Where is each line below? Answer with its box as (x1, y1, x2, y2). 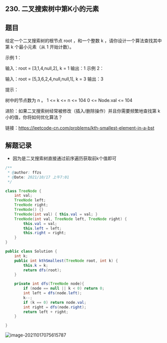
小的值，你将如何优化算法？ (5, 115, 63, 121)
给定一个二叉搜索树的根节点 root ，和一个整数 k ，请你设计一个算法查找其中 (5, 38, 162, 44)
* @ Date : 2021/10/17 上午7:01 (7, 175, 69, 180)
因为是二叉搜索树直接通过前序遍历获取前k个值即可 (12, 155, 117, 162)
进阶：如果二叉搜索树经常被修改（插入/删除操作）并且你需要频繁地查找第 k (5, 108, 160, 114)
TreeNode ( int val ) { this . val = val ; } (14, 211, 98, 217)
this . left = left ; (23, 225, 62, 231)
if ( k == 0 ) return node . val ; (23, 300, 87, 305)
